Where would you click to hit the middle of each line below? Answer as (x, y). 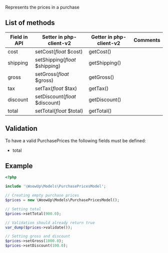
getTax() (99, 88)
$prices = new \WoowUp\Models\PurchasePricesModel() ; (62, 200)
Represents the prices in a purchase (42, 7)
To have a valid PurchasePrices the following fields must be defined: (76, 140)
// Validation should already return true (50, 223)
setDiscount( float (55, 96)
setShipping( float (55, 59)
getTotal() (100, 111)
